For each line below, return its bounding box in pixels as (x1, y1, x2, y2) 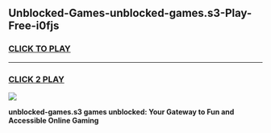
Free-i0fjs (8, 19, 60, 33)
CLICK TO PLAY (8, 44, 71, 55)
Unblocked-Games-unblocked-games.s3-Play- (8, 6, 252, 20)
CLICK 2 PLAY (8, 73, 65, 85)
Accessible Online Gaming (8, 115, 99, 125)
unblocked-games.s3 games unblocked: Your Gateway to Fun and (8, 106, 235, 116)
